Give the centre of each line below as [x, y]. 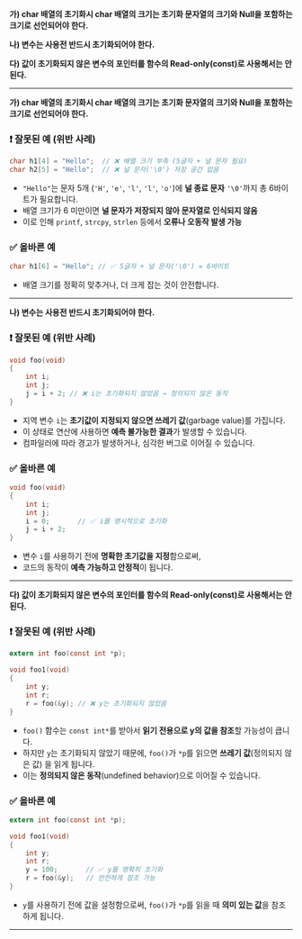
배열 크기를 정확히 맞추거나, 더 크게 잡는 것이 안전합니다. [120, 285]
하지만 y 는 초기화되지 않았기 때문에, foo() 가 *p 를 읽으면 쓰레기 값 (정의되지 [152, 753]
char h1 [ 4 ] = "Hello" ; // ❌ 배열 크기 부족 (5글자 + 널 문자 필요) [129, 161]
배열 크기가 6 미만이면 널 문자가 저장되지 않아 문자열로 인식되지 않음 [140, 211]
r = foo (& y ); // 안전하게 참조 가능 [90, 878]
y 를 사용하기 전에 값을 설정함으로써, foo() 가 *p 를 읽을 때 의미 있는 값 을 [146, 905]
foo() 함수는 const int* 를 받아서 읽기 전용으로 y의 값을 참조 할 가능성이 [147, 730]
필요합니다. [58, 199]
